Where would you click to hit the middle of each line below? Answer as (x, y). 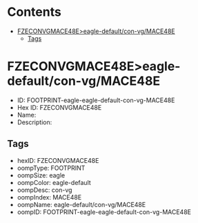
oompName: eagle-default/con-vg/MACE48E (81, 204)
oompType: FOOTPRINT (51, 168)
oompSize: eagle (41, 175)
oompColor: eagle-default (54, 182)
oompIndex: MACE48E (49, 197)
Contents (34, 12)
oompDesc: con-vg (44, 190)
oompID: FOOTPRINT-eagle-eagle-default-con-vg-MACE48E (104, 212)
